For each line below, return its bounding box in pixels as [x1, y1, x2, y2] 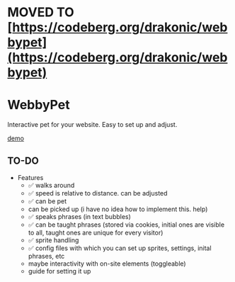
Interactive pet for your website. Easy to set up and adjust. [7, 120, 178, 129]
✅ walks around [28, 181, 75, 189]
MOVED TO [7, 4, 74, 21]
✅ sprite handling [28, 235, 79, 244]
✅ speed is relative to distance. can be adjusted [28, 188, 168, 197]
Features [17, 173, 44, 181]
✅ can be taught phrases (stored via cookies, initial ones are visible [28, 220, 225, 229]
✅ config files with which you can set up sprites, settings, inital [28, 244, 212, 252]
